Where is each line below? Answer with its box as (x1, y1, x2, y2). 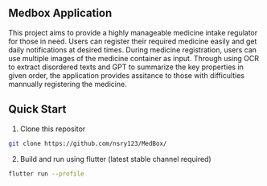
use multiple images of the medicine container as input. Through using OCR (8, 53, 260, 63)
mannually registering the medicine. (8, 79, 127, 89)
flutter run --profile (8, 169, 84, 178)
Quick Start (8, 102, 67, 116)
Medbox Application (8, 6, 113, 20)
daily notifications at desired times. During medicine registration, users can (8, 44, 257, 55)
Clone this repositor (19, 124, 86, 134)
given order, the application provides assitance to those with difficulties (8, 70, 245, 80)
